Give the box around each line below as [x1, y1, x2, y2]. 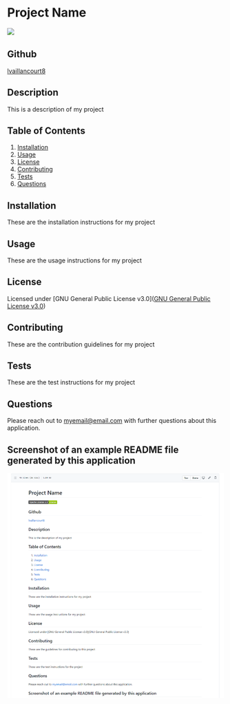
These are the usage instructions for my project [7, 256, 143, 265]
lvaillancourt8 [7, 67, 46, 75]
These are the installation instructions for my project [7, 218, 156, 227]
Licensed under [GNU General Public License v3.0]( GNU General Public [7, 294, 211, 302]
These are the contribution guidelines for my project [7, 340, 155, 349]
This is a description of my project [7, 105, 105, 113]
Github [7, 48, 37, 60]
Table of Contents [7, 125, 86, 136]
